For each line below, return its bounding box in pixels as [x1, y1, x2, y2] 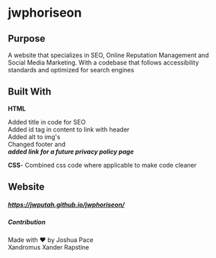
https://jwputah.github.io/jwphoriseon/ [8, 200, 125, 209]
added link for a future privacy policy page [8, 147, 134, 156]
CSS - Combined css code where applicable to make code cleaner [8, 161, 197, 169]
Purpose [8, 33, 46, 45]
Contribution [8, 218, 46, 227]
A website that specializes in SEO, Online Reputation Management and [8, 51, 209, 59]
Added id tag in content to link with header [8, 125, 130, 134]
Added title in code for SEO [8, 118, 86, 126]
